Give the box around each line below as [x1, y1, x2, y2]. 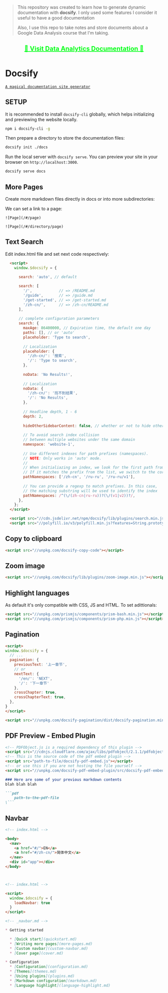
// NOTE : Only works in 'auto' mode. [23, 455, 101, 461]
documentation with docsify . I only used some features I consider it [17, 10, 157, 16]
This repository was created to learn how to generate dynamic [17, 5, 146, 10]
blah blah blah [5, 782, 37, 787]
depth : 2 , [23, 414, 43, 419]
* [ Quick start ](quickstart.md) [9, 936, 77, 941]
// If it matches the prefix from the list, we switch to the [23, 470, 155, 475]
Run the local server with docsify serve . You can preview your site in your [5, 154, 158, 160]
